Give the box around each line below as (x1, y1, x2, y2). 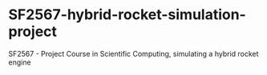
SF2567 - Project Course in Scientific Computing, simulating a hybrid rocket (8, 49, 259, 58)
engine (8, 57, 31, 67)
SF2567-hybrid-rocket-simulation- (8, 6, 246, 24)
